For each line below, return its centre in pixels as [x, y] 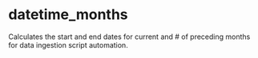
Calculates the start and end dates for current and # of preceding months [129, 37]
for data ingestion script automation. [68, 44]
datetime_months [68, 15]
